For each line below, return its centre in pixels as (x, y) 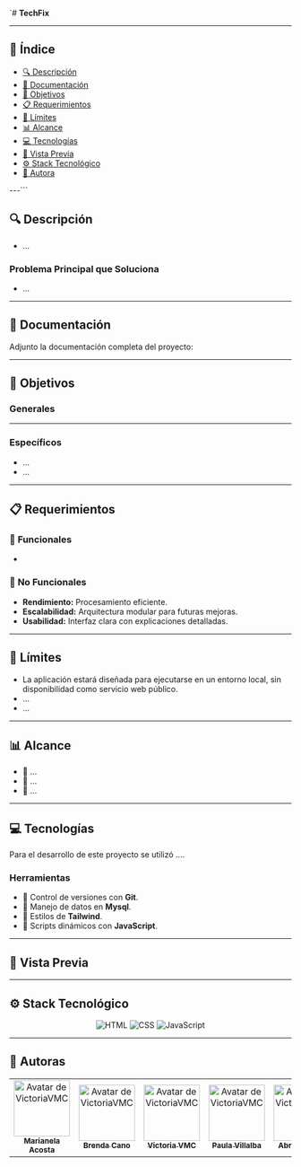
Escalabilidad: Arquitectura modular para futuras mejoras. (130, 611)
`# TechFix (30, 13)
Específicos (36, 443)
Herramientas (40, 878)
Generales (32, 409)
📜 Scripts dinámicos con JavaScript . (90, 926)
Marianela (42, 1141)
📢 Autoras (38, 1062)
